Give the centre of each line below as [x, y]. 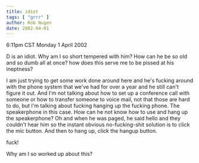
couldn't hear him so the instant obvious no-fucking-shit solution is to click [98, 124]
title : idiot [22, 12]
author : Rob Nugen [29, 23]
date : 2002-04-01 [28, 28]
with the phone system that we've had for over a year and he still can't [92, 87]
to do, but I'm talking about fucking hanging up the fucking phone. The [93, 106]
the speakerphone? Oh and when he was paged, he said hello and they [93, 119]
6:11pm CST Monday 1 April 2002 [47, 45]
